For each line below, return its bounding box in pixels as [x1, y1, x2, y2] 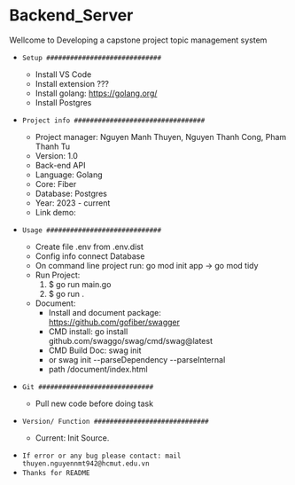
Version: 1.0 [35, 150, 78, 160]
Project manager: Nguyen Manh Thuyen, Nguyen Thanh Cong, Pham [35, 131, 287, 142]
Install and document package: [48, 307, 162, 317]
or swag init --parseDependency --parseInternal [48, 354, 226, 364]
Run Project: [35, 270, 81, 280]
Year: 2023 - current [35, 197, 111, 208]
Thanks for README [21, 468, 90, 477]
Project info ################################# [21, 116, 206, 125]
